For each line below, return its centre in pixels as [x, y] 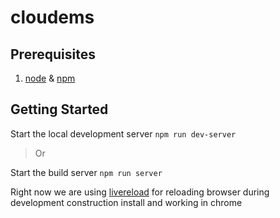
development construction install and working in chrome [126, 202]
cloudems [52, 17]
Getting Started [59, 109]
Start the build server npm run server [86, 172]
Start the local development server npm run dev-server [123, 133]
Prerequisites [53, 54]
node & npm [50, 78]
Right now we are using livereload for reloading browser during [140, 192]
